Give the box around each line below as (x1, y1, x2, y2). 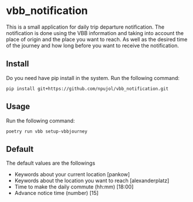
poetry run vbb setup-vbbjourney (6, 128, 88, 134)
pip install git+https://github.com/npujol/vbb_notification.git (6, 86, 168, 92)
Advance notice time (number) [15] (14, 190, 99, 197)
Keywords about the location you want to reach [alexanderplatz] (14, 177, 170, 184)
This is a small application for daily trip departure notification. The (6, 23, 165, 30)
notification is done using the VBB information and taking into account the (6, 29, 184, 36)
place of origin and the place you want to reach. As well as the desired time (6, 36, 188, 43)
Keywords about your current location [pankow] (14, 171, 130, 178)
